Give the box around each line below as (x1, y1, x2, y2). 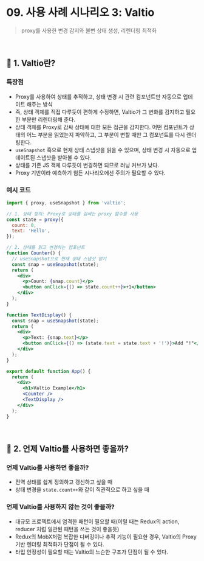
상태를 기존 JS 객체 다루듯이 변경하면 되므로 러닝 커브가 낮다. (15, 161, 160, 169)
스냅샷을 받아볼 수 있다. (36, 153, 92, 161)
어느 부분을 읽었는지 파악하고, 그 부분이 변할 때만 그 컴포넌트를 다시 (26, 131, 185, 138)
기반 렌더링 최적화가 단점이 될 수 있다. (15, 540, 104, 548)
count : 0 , (12, 222, 36, 228)
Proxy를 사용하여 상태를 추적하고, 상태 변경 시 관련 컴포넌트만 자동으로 (15, 92, 182, 100)
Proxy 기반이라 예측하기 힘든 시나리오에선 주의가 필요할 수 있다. (15, 169, 166, 176)
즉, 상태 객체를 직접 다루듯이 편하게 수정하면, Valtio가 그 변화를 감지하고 (15, 108, 185, 116)
